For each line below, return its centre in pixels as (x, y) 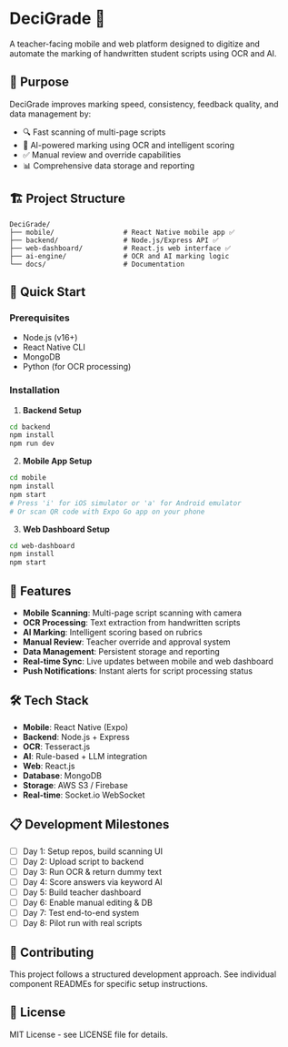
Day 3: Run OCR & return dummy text (92, 871)
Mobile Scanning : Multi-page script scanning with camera (132, 613)
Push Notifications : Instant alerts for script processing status (137, 671)
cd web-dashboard (42, 545)
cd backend (30, 427)
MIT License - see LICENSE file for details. (89, 1034)
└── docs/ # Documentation (97, 264)
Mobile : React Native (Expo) (75, 727)
